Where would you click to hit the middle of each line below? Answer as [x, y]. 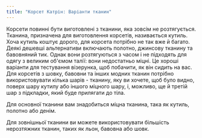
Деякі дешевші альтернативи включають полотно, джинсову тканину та [99, 48]
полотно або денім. [31, 110]
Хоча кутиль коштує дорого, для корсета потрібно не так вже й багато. [98, 41]
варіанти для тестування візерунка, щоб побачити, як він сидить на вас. [99, 67]
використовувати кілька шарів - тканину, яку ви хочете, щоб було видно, [100, 80]
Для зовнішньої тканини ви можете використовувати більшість [88, 122]
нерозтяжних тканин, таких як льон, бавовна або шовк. [78, 128]
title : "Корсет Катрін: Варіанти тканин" [59, 12]
